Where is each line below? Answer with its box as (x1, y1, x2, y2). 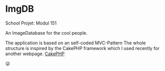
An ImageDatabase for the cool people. (5, 30, 88, 36)
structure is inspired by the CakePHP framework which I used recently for (5, 45, 160, 51)
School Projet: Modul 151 (5, 20, 57, 26)
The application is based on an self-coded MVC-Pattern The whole (5, 39, 146, 46)
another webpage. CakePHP (5, 51, 65, 57)
